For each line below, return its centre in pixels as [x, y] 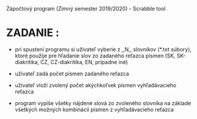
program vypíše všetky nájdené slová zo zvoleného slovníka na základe [103, 103]
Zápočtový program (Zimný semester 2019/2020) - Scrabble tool [86, 9]
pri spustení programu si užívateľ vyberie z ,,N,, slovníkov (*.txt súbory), [103, 49]
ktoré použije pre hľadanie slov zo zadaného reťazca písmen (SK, [95, 56]
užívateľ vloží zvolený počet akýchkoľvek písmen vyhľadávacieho [96, 85]
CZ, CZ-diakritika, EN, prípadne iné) [84, 62]
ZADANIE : [33, 33]
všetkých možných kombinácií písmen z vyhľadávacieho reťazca [94, 109]
